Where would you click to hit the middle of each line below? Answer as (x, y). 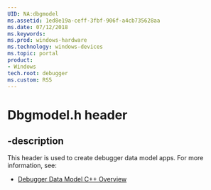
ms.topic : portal (33, 54)
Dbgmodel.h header (67, 115)
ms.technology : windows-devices (55, 47)
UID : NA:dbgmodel (33, 14)
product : (20, 60)
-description (36, 141)
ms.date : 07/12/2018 (38, 27)
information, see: (32, 166)
